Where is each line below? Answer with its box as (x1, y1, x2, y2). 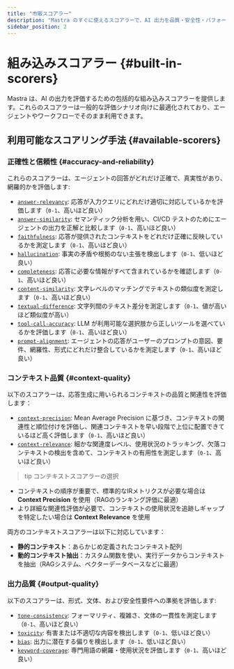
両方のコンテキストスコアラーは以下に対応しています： (7, 528, 166, 536)
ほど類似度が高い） (17, 310, 73, 319)
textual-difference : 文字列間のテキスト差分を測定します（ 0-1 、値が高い (17, 302, 227, 310)
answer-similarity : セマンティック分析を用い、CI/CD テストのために (17, 215, 214, 223)
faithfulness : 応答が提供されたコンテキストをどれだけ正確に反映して (17, 233, 217, 240)
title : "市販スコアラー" (7, 10, 72, 17)
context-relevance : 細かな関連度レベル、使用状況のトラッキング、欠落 (17, 440, 221, 448)
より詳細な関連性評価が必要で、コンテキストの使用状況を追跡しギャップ (17, 504, 225, 512)
